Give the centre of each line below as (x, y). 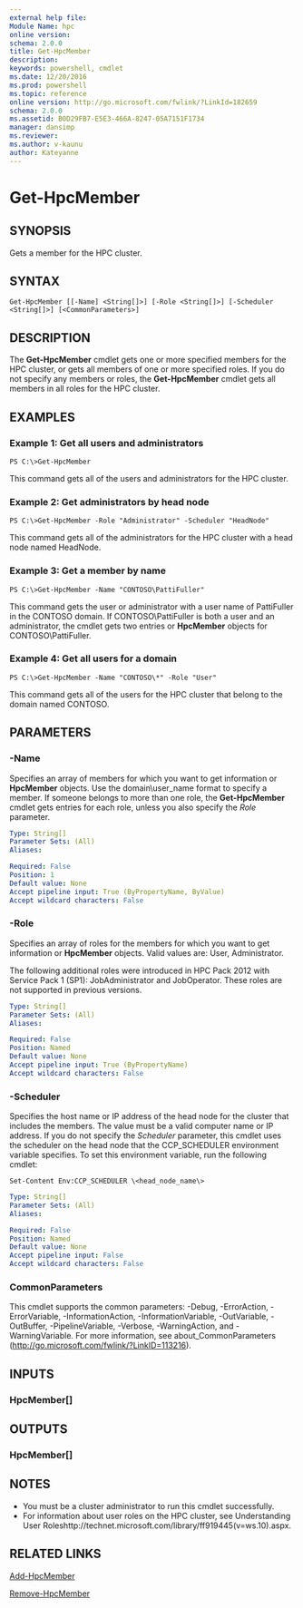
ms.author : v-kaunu (46, 144)
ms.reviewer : (34, 136)
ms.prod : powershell (49, 85)
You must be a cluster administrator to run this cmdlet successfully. (148, 1506)
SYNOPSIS (40, 231)
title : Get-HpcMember (50, 52)
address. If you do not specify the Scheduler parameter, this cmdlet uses (146, 1135)
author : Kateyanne (44, 152)
